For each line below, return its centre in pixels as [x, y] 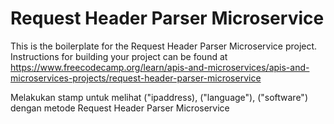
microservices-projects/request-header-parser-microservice [136, 78]
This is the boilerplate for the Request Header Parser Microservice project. [164, 46]
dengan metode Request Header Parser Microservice [120, 108]
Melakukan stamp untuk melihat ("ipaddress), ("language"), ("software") [159, 97]
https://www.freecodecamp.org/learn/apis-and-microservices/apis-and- [160, 67]
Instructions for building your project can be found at [119, 56]
